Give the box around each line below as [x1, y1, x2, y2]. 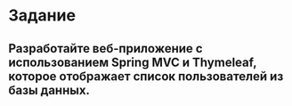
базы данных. [8, 82, 91, 98]
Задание [8, 5, 77, 26]
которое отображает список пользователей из [8, 69, 284, 84]
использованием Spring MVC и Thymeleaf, [8, 54, 257, 69]
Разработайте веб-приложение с [8, 41, 203, 56]
